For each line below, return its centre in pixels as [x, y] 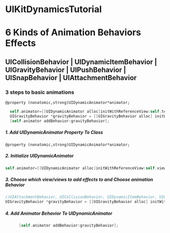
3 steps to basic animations [40, 92]
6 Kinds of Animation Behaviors [73, 33]
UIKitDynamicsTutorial [54, 9]
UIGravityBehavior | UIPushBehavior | [66, 70]
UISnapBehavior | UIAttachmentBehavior [71, 78]
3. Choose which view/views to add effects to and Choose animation [79, 180]
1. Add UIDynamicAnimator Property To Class [54, 132]
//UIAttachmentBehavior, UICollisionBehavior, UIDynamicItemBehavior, [81, 197]
